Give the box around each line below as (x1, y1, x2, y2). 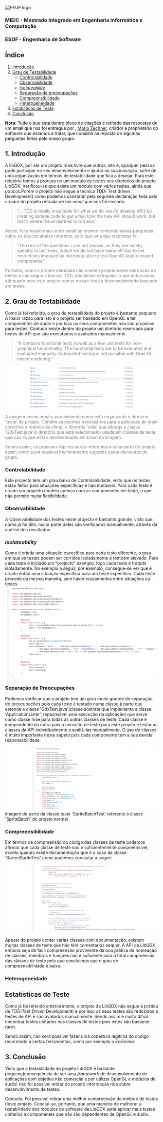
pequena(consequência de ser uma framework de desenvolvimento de (5, 1071, 147, 1077)
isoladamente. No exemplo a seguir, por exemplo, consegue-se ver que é (5, 565, 152, 571)
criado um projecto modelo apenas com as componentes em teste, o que (5, 488, 152, 494)
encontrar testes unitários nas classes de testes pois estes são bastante (5, 1019, 150, 1025)
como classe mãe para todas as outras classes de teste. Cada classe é (5, 716, 147, 722)
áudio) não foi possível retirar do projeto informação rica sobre (5, 1081, 131, 1087)
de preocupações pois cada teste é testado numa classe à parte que (5, 701, 143, 707)
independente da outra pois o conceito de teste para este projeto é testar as (5, 721, 158, 727)
